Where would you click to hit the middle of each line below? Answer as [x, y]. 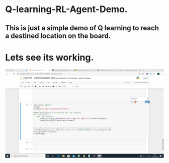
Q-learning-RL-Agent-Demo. [66, 9]
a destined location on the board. [58, 36]
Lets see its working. [50, 57]
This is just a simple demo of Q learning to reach [82, 28]
